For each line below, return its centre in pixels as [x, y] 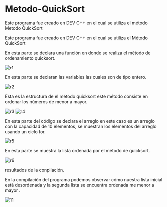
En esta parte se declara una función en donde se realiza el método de [78, 53]
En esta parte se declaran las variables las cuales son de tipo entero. [76, 77]
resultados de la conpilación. [35, 170]
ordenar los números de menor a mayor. [46, 102]
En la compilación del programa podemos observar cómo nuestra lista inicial [84, 179]
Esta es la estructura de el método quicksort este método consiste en [77, 96]
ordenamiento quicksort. [30, 58]
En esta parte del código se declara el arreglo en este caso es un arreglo [80, 121]
